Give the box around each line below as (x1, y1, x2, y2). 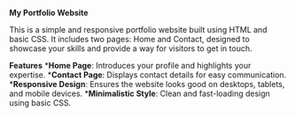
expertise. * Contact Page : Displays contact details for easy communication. (9, 69, 287, 80)
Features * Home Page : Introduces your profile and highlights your (9, 61, 252, 70)
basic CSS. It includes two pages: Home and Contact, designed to (9, 34, 250, 44)
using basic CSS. (9, 98, 72, 108)
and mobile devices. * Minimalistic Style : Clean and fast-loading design (9, 88, 270, 99)
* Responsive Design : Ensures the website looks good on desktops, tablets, (9, 79, 285, 89)
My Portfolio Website (9, 8, 89, 18)
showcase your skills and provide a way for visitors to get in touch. (9, 43, 252, 54)
